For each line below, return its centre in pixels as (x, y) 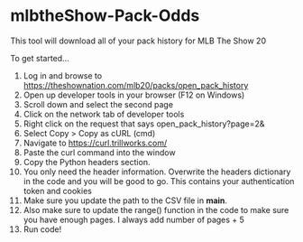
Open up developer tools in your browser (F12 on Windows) (134, 95)
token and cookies (58, 191)
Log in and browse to (63, 75)
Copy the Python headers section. (87, 162)
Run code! (42, 229)
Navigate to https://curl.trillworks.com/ (95, 143)
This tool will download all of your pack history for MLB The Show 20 (138, 41)
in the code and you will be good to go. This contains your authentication (159, 181)
